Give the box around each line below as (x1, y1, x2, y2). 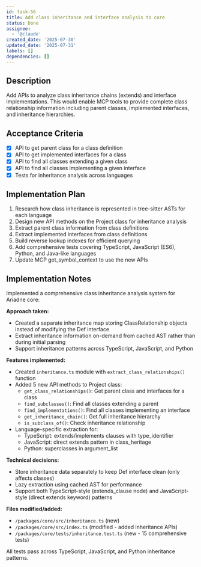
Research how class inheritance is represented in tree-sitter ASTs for (14, 205, 186, 212)
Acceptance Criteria (6, 128, 83, 138)
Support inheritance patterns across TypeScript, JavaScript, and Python (14, 345, 194, 352)
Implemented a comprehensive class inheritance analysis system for (6, 290, 176, 297)
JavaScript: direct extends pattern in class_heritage (23, 438, 152, 446)
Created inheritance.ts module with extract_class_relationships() (14, 368, 185, 376)
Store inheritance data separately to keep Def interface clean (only (14, 468, 180, 476)
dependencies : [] (6, 54, 50, 60)
